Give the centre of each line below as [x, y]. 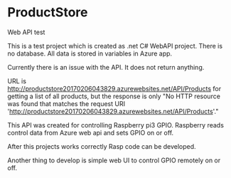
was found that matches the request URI [66, 103]
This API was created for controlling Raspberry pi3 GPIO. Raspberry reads [116, 125]
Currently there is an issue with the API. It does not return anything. [106, 67]
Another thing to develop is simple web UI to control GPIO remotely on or [114, 160]
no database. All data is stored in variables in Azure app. [90, 53]
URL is [17, 81]
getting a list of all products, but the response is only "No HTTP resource [114, 96]
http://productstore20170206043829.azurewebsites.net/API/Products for [114, 88]
